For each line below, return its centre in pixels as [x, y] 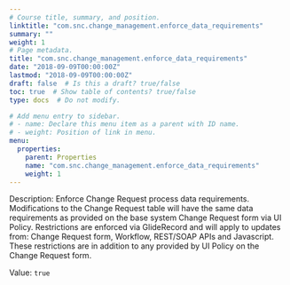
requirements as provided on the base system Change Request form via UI [145, 218]
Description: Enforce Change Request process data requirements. [129, 199]
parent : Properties [61, 157]
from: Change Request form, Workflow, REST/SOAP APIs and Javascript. [142, 237]
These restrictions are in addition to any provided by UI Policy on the [134, 246]
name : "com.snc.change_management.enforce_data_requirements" [142, 165]
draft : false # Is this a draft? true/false [94, 83]
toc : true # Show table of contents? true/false [103, 91]
